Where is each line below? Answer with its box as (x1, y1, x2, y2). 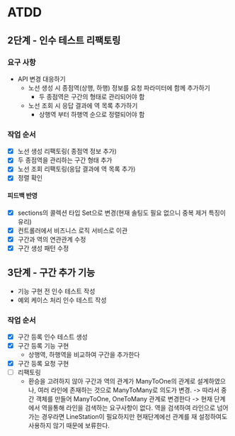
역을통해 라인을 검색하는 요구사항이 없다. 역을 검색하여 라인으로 (41, 403, 216, 412)
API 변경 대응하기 (17, 74, 66, 83)
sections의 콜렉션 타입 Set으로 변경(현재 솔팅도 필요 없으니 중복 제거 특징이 (17, 208, 227, 217)
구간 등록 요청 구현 (17, 359, 69, 368)
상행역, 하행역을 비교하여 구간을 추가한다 (28, 350, 140, 359)
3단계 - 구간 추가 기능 (7, 267, 96, 279)
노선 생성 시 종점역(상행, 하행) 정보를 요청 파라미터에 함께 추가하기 (28, 83, 210, 92)
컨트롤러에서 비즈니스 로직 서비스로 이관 (17, 226, 128, 235)
